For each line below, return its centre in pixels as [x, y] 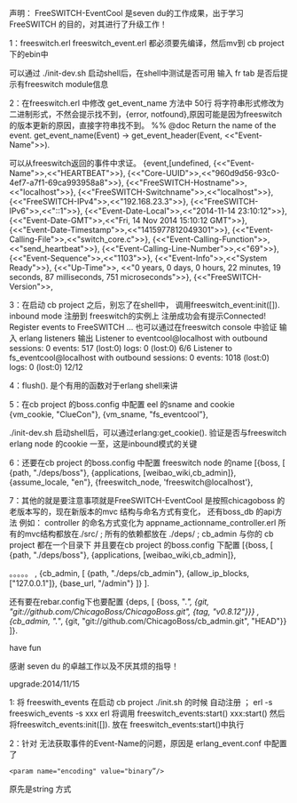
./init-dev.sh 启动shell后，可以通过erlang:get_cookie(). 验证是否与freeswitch [148, 433]
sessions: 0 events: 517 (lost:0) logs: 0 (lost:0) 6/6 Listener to [121, 348]
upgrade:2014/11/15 [44, 684]
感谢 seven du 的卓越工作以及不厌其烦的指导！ [94, 666]
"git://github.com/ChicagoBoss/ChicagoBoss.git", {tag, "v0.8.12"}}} [132, 611]
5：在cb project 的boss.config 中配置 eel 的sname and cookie [122, 404]
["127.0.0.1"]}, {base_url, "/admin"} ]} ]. [79, 583]
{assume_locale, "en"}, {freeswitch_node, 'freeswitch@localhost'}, [131, 482]
